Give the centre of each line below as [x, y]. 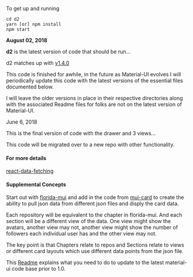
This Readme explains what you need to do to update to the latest [85, 262]
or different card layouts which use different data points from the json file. [95, 251]
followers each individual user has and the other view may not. [81, 234]
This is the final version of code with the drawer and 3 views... [81, 133]
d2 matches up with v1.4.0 [38, 63]
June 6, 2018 [22, 122]
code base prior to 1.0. [39, 269]
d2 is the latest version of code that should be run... [68, 52]
